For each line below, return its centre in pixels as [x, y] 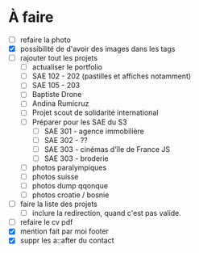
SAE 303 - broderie [76, 158]
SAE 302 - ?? [66, 140]
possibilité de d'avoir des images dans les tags [97, 49]
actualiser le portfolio [67, 67]
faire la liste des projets [59, 204]
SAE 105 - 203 [56, 86]
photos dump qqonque [70, 185]
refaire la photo [45, 40]
